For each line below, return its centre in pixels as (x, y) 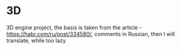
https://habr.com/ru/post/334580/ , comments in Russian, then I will (90, 34)
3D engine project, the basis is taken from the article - (74, 27)
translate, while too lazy (36, 40)
